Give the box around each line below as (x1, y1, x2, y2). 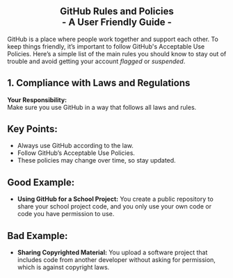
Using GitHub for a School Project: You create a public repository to (17, 195, 214, 204)
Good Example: (7, 177, 75, 188)
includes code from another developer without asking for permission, (17, 256, 216, 264)
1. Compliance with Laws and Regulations (7, 77, 191, 89)
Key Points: (7, 123, 58, 135)
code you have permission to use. (17, 210, 115, 218)
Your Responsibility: (7, 95, 67, 104)
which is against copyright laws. (17, 263, 110, 272)
